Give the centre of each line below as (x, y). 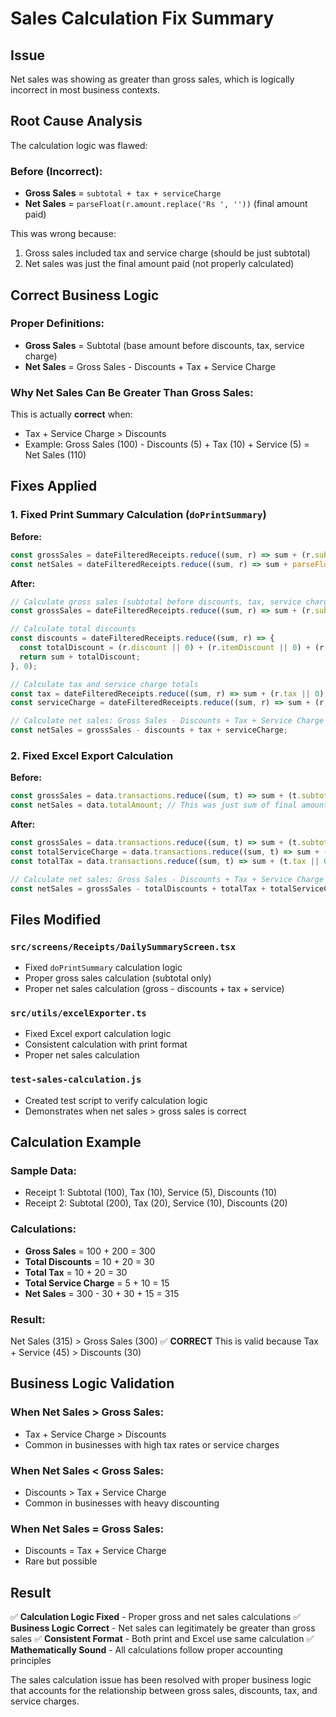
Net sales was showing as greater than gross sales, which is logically (152, 79)
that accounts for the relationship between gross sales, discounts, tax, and (164, 1691)
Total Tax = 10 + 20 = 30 (76, 1272)
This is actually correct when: (71, 414)
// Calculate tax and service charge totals (104, 684)
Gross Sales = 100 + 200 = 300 (90, 1251)
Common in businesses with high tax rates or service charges (152, 1444)
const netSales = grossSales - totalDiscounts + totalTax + (138, 888)
